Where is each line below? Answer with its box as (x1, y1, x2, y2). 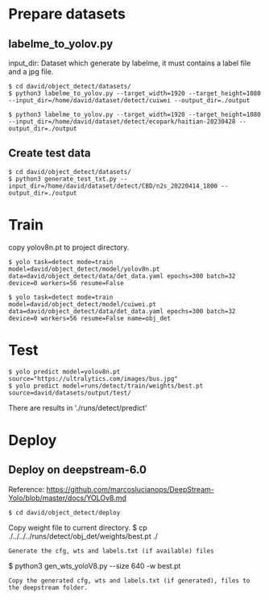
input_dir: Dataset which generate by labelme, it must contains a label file (8, 58, 251, 68)
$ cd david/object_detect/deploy (8, 508, 121, 516)
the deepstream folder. (8, 583, 89, 592)
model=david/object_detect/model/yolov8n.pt (8, 265, 160, 273)
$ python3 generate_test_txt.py (8, 175, 117, 183)
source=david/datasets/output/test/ (8, 388, 131, 397)
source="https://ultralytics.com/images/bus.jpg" (8, 374, 179, 383)
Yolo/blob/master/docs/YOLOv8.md (8, 493, 127, 503)
